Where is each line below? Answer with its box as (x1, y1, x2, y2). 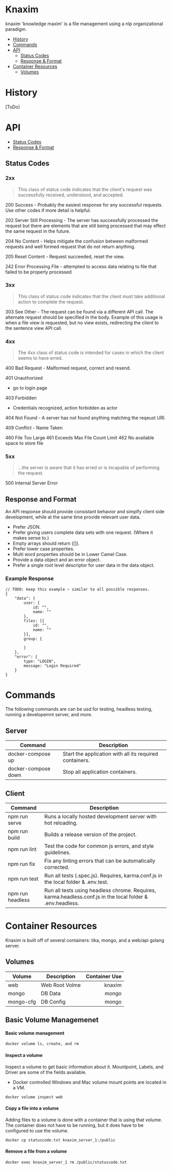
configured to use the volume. (5, 1127, 69, 1134)
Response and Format (5, 495, 77, 504)
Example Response (5, 575, 54, 582)
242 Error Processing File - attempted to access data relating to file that (5, 263, 157, 269)
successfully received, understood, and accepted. (17, 192, 124, 198)
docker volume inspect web (5, 1094, 63, 1100)
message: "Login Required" (24, 663, 81, 668)
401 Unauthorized (5, 375, 43, 381)
